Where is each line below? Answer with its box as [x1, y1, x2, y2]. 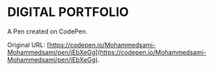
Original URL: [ [7, 40, 50, 49]
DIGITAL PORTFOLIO [7, 4, 129, 20]
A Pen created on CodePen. [7, 27, 88, 35]
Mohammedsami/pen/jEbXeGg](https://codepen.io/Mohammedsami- [7, 48, 207, 56]
